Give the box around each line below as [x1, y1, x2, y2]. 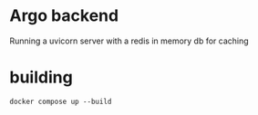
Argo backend [9, 5, 119, 26]
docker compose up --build [9, 97, 112, 106]
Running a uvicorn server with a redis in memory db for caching [9, 35, 249, 46]
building [9, 67, 73, 88]
